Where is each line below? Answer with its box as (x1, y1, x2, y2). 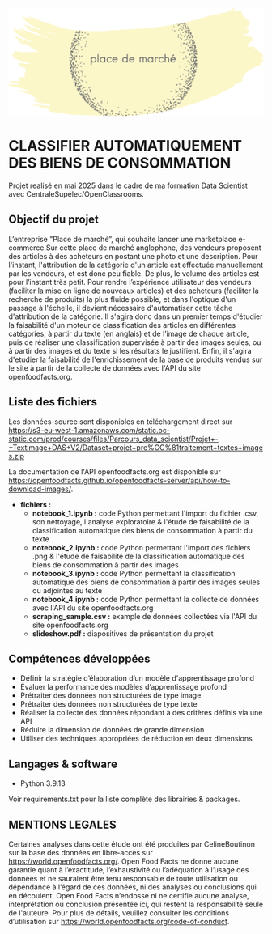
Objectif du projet (8, 213, 100, 227)
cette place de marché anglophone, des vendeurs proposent (59, 243, 261, 253)
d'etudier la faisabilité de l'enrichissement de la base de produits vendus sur (8, 354, 263, 364)
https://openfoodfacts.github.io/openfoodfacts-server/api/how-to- (8, 475, 231, 485)
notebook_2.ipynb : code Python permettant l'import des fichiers (32, 542, 251, 552)
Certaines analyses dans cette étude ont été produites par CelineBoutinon (8, 839, 255, 849)
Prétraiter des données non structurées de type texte (19, 699, 198, 709)
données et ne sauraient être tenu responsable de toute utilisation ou (8, 874, 239, 884)
